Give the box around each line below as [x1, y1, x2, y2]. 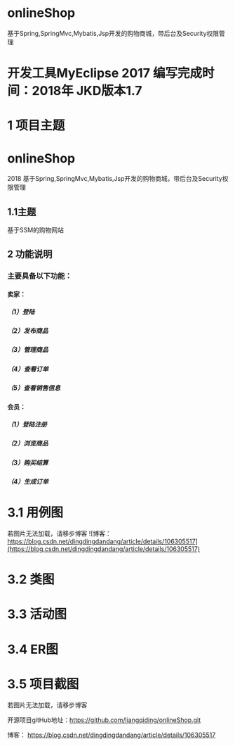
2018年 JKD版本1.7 [32, 83, 142, 99]
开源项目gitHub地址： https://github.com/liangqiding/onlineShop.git [7, 716, 201, 724]
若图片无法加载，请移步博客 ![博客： [7, 529, 112, 538]
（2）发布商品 [7, 326, 48, 335]
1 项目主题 [7, 118, 65, 134]
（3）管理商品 [7, 346, 49, 354]
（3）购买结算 [7, 458, 49, 467]
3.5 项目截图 [7, 676, 79, 692]
